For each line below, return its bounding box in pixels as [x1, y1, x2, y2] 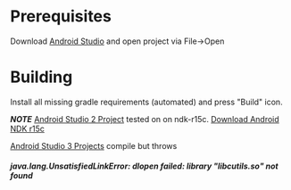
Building [10, 67, 73, 87]
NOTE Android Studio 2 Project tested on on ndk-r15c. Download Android [10, 113, 279, 124]
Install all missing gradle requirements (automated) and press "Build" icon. [10, 96, 284, 107]
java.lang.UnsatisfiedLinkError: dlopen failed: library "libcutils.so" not [10, 161, 279, 171]
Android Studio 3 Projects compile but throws [10, 140, 178, 151]
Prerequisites [10, 6, 112, 27]
